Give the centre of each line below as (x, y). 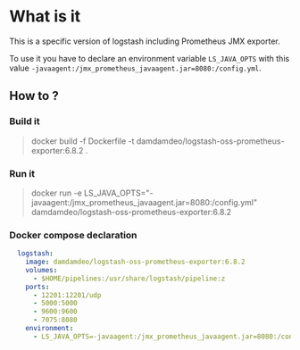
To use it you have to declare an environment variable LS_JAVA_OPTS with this (150, 58)
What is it (45, 17)
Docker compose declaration (73, 235)
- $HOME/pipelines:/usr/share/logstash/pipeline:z (129, 279)
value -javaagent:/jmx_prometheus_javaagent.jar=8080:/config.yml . (135, 68)
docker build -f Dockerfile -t (83, 141)
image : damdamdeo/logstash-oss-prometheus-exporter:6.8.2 (135, 262)
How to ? (34, 96)
